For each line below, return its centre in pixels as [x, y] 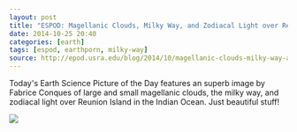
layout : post [33, 17]
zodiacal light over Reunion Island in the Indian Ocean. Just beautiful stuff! [145, 102]
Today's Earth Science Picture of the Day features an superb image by [137, 83]
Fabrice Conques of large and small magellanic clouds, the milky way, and [144, 92]
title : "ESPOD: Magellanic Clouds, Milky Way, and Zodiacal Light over [144, 26]
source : [23, 58]
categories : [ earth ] [47, 42]
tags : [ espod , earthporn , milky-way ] [79, 50]
